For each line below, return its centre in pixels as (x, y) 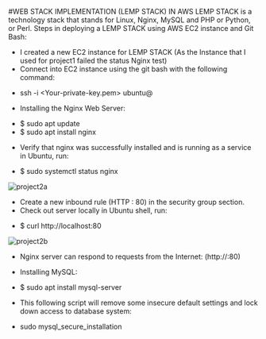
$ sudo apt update (50, 123)
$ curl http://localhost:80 (60, 226)
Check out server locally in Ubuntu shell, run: (94, 210)
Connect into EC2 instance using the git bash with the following (123, 69)
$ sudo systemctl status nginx (69, 171)
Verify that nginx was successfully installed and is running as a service (135, 147)
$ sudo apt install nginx (58, 132)
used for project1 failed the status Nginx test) (93, 60)
